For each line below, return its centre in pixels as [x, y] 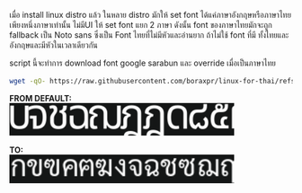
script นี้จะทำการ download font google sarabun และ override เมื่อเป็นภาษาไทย [142, 63]
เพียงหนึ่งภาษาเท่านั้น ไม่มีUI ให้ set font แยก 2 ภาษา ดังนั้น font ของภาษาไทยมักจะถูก [141, 25]
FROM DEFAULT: [40, 98]
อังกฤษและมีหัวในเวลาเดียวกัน [54, 45]
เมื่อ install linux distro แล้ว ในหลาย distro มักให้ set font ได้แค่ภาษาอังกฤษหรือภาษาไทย [151, 15]
